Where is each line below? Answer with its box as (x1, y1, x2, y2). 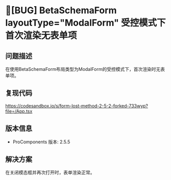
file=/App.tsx (5, 108, 33, 114)
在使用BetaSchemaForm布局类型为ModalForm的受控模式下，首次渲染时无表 (5, 66, 165, 72)
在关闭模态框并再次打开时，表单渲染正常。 (5, 169, 95, 175)
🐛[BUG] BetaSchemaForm (5, 5, 117, 16)
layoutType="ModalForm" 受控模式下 (5, 17, 166, 29)
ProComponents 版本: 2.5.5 (12, 139, 70, 145)
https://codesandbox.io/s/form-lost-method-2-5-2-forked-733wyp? (5, 102, 148, 109)
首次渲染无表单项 (5, 30, 78, 41)
